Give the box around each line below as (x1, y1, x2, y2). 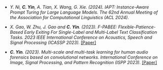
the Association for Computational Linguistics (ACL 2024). (9, 15, 129, 20)
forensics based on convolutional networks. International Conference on (9, 54, 158, 60)
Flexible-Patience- (118, 24, 156, 30)
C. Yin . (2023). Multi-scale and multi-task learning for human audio (9, 49, 148, 55)
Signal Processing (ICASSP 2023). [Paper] (9, 40, 96, 46)
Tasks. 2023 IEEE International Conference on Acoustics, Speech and (9, 34, 152, 40)
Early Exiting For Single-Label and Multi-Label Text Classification (24, 29, 157, 35)
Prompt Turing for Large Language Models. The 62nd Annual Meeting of (9, 9, 158, 15)
